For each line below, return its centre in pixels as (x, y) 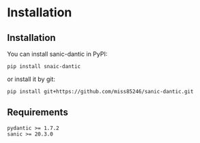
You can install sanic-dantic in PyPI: (57, 54)
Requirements (38, 113)
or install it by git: (31, 79)
